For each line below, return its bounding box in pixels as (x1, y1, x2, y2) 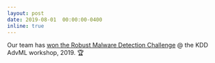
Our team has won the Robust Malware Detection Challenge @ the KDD (7, 41, 209, 49)
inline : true (7, 22, 45, 29)
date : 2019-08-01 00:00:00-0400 (7, 16, 103, 23)
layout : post (7, 9, 45, 17)
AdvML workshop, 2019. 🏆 (7, 49, 84, 57)
